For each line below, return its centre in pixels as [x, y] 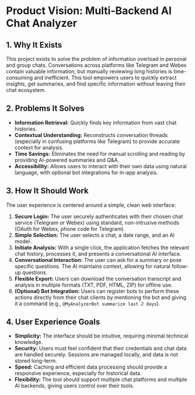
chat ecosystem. [26, 90]
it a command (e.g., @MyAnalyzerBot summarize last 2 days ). [87, 304]
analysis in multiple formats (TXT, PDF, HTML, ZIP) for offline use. [94, 285]
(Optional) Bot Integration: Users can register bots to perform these [97, 291]
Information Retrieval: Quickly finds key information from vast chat [95, 122]
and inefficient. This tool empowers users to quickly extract [105, 78]
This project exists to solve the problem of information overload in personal [96, 59]
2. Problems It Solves [45, 109]
